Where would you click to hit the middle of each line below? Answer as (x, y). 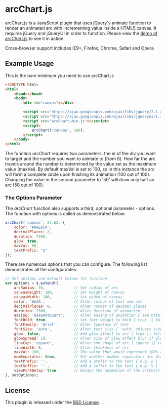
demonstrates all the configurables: (41, 270)
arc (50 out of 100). (25, 185)
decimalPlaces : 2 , (33, 232)
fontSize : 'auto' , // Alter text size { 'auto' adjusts (83, 329)
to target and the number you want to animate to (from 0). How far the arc (80, 159)
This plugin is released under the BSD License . (53, 402)
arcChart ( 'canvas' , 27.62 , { (35, 223)
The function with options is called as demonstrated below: (65, 214)
